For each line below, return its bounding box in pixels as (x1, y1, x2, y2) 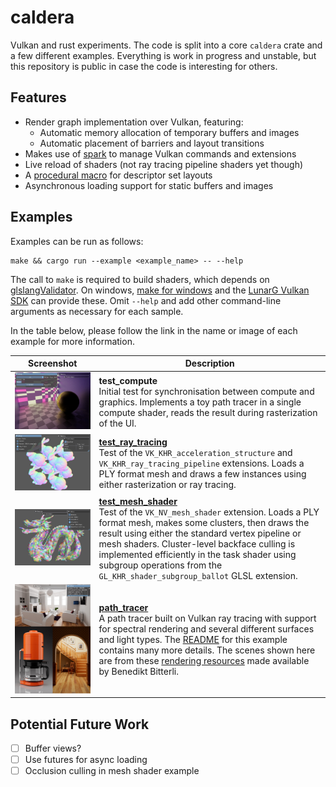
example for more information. (10, 335, 135, 347)
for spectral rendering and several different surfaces (98, 623, 315, 635)
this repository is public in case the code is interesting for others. (10, 60, 278, 72)
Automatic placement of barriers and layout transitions (39, 137, 265, 149)
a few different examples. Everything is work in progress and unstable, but (10, 49, 317, 61)
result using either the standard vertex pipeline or (98, 527, 302, 539)
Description (184, 357, 235, 370)
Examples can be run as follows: (10, 235, 144, 247)
